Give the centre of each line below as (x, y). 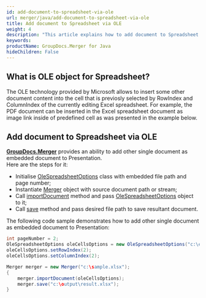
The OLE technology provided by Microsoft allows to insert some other (96, 91)
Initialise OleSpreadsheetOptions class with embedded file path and (101, 177)
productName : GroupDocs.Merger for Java (59, 47)
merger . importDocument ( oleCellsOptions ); (71, 278)
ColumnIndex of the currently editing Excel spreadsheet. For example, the (99, 104)
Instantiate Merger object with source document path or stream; (96, 189)
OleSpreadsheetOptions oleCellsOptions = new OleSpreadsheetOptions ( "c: (101, 245)
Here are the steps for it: (37, 165)
